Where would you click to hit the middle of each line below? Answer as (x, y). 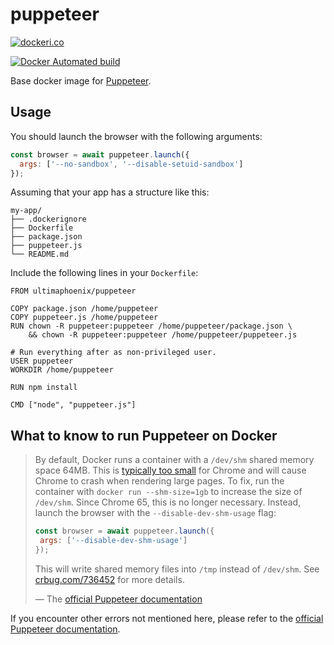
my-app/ (26, 211)
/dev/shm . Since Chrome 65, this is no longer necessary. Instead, (168, 502)
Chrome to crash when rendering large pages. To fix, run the (159, 481)
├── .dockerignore (48, 219)
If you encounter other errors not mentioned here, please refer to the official (167, 618)
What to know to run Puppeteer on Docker (144, 435)
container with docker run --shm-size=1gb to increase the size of (168, 492)
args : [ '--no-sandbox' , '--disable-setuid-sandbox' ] (131, 164)
